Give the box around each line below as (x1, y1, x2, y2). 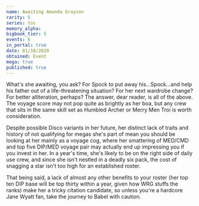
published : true (6, 64, 47, 71)
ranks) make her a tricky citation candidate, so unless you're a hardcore (6, 187, 183, 194)
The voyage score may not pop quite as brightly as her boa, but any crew (6, 100, 187, 107)
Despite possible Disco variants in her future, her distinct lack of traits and (6, 124, 189, 132)
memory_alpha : (6, 25, 42, 32)
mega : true (6, 59, 33, 65)
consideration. (6, 113, 42, 120)
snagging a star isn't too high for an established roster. (6, 162, 141, 169)
